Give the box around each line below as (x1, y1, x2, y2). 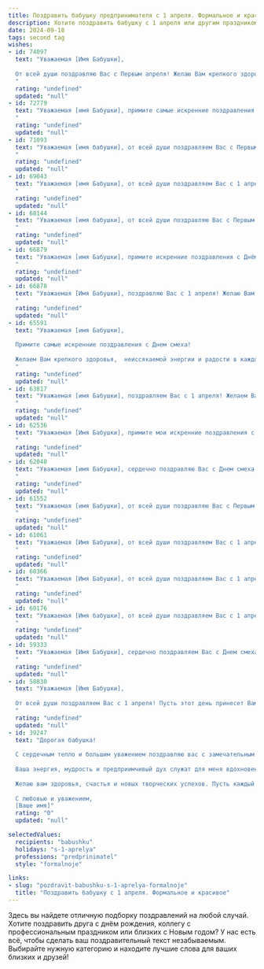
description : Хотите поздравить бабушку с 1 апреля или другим (8, 19, 220, 27)
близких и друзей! (8, 952, 69, 961)
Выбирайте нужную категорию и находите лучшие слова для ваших (8, 944, 237, 953)
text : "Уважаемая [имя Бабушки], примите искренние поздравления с (15, 253, 241, 261)
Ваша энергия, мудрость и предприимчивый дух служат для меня (15, 765, 223, 773)
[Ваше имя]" (15, 802, 55, 810)
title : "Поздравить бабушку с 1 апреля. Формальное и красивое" (15, 889, 230, 897)
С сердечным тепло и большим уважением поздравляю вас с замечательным (15, 751, 255, 759)
